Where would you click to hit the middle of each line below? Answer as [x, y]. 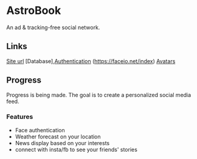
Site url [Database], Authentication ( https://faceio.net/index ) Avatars [91, 61]
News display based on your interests [62, 143]
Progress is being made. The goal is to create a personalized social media [99, 95]
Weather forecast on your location [58, 137]
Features [20, 117]
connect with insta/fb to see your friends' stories [76, 149]
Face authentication [40, 130]
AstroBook [34, 11]
